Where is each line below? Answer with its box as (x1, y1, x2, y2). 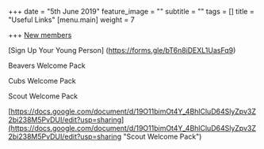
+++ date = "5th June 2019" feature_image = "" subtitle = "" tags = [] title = (8, 7, 255, 16)
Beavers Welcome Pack (8, 61, 86, 70)
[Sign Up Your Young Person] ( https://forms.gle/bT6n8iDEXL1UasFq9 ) (8, 46, 236, 54)
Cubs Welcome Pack (8, 76, 77, 85)
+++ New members (8, 31, 72, 39)
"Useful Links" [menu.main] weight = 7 (8, 15, 135, 24)
